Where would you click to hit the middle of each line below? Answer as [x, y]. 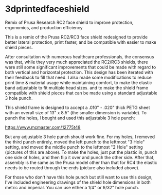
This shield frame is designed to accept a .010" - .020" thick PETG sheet [78, 107]
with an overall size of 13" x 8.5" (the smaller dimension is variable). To [76, 112]
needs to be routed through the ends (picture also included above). [72, 168]
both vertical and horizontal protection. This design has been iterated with [79, 72]
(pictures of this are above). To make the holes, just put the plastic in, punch [81, 152]
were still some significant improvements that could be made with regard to [81, 67]
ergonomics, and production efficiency [44, 27]
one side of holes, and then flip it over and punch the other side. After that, [80, 157]
